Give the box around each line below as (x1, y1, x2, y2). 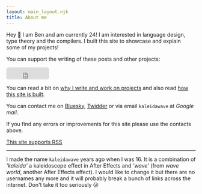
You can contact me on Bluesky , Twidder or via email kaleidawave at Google (6, 102, 194, 109)
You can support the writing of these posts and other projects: (6, 55, 161, 62)
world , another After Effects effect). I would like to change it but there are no (6, 168, 195, 175)
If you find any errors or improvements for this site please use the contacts (6, 120, 191, 127)
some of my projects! (6, 43, 59, 51)
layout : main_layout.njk (6, 8, 69, 15)
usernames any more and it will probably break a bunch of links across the (6, 175, 191, 182)
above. (6, 127, 23, 134)
